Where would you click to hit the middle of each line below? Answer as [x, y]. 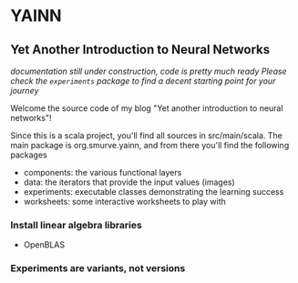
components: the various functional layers [103, 172]
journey [25, 91]
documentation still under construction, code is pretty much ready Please [149, 71]
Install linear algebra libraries [76, 225]
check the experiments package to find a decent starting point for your [143, 81]
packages [29, 155]
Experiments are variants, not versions [98, 268]
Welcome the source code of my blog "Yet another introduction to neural [147, 108]
